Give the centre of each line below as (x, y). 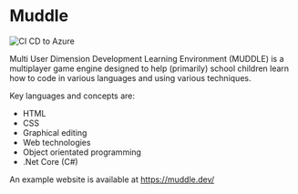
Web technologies (57, 142)
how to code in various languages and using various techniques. (130, 77)
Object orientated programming (82, 152)
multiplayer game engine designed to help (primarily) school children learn (149, 68)
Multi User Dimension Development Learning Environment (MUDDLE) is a (147, 58)
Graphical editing (55, 132)
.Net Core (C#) (51, 161)
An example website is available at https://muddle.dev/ (112, 179)
